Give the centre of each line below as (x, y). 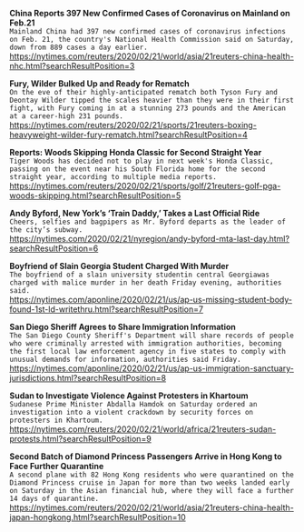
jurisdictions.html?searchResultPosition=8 (88, 378)
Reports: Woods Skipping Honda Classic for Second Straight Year (136, 152)
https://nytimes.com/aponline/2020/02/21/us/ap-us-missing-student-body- (151, 300)
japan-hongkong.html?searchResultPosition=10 (98, 517)
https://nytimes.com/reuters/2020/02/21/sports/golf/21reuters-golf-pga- (145, 186)
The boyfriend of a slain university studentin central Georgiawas (140, 275)
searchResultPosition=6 (54, 248)
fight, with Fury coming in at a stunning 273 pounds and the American (147, 108)
